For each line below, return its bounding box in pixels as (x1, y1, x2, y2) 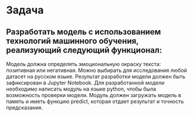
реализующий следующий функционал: (6, 45, 162, 55)
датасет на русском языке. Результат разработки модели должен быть (6, 73, 186, 80)
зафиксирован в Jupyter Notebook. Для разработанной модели (6, 80, 165, 86)
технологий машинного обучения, (6, 36, 139, 46)
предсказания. (6, 104, 43, 111)
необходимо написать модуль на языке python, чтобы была (6, 85, 157, 92)
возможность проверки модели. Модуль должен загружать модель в (6, 92, 182, 98)
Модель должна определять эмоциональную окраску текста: (6, 61, 161, 67)
